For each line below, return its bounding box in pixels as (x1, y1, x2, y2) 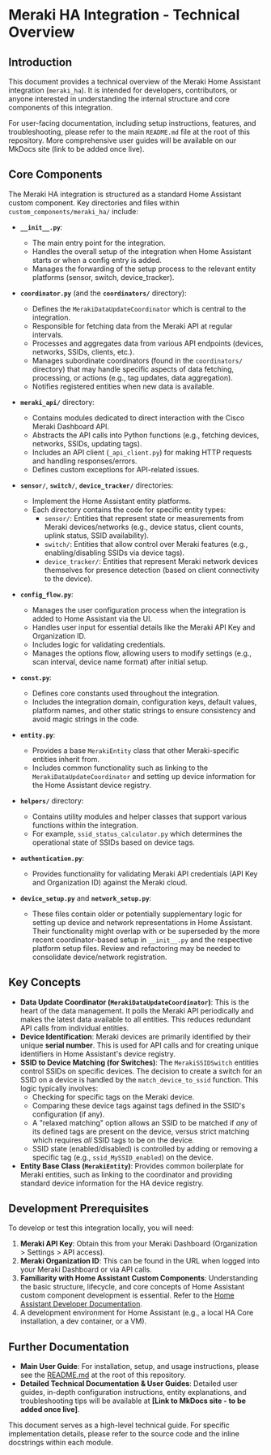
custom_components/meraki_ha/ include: (8, 206, 139, 216)
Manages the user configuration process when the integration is (32, 605, 247, 614)
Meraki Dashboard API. (32, 421, 110, 431)
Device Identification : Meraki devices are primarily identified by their (19, 1031, 252, 1041)
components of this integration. (8, 103, 113, 112)
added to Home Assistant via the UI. (32, 613, 152, 623)
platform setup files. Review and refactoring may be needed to (32, 943, 241, 953)
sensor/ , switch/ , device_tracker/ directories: (19, 480, 174, 490)
